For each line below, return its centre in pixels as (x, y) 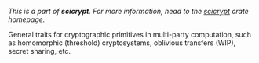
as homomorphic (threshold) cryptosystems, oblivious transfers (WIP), (122, 43)
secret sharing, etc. (40, 51)
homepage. (27, 19)
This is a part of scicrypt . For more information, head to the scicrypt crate (128, 11)
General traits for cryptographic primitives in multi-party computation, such (129, 35)
